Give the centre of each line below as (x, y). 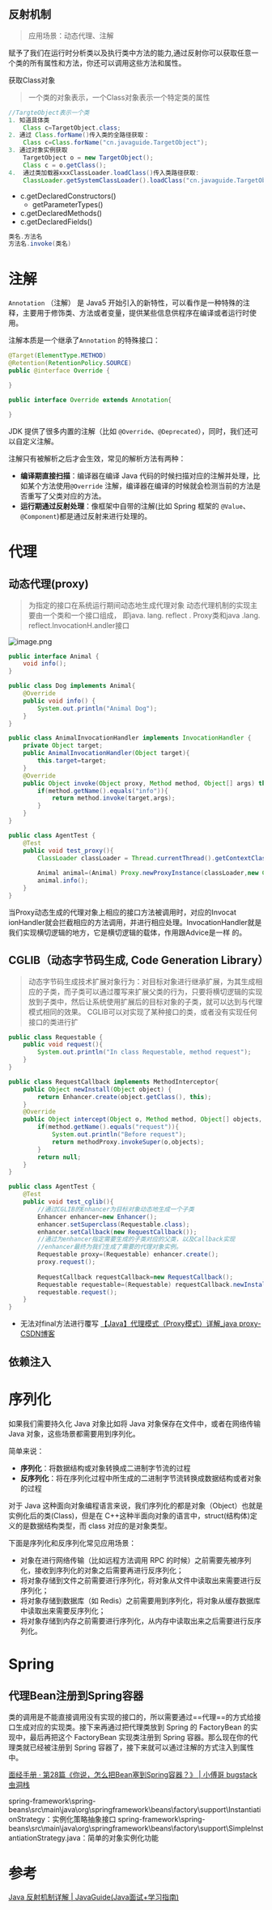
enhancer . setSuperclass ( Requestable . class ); (114, 1225)
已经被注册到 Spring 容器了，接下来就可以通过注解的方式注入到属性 (142, 1747)
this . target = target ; (72, 761)
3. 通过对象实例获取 (38, 151)
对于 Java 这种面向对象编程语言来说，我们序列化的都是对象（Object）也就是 (136, 1505)
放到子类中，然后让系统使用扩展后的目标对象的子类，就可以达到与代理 (145, 1001)
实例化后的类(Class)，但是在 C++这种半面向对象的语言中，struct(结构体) (130, 1515)
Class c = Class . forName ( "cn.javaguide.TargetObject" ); (115, 143)
